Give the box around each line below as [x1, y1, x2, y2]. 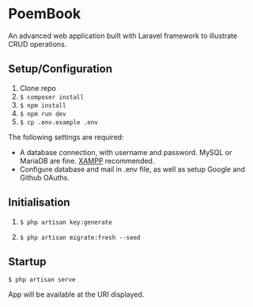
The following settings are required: [8, 132, 124, 142]
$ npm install [19, 101, 66, 109]
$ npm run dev [19, 110, 66, 118]
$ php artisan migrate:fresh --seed [19, 233, 141, 241]
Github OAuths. [19, 172, 70, 182]
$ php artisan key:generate [19, 218, 112, 226]
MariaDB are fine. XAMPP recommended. [19, 156, 155, 165]
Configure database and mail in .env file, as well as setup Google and [19, 164, 245, 174]
